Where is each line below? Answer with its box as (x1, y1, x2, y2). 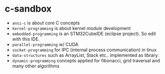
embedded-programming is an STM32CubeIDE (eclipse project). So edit (12, 30, 156, 36)
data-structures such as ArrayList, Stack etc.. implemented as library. (12, 52, 159, 58)
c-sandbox (5, 3, 52, 15)
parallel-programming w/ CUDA (12, 41, 79, 47)
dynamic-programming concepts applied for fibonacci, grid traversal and (12, 57, 160, 63)
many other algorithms (12, 63, 59, 69)
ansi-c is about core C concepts (12, 20, 80, 26)
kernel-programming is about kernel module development (12, 25, 131, 31)
